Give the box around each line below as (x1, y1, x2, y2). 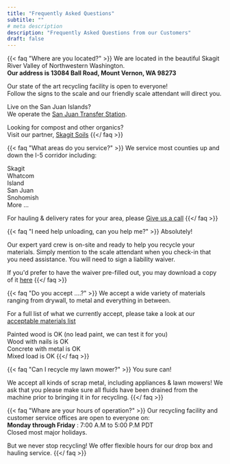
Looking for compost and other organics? (7, 123, 124, 132)
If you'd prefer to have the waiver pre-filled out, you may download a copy (7, 269, 217, 277)
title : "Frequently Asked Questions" (7, 10, 115, 17)
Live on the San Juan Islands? (7, 103, 91, 111)
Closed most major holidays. (7, 428, 88, 437)
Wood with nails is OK (7, 337, 69, 346)
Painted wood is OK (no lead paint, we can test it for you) (7, 330, 168, 339)
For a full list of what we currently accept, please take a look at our (7, 310, 195, 318)
